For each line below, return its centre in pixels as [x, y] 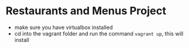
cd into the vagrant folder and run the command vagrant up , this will [99, 33]
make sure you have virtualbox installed [64, 27]
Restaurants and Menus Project [86, 11]
